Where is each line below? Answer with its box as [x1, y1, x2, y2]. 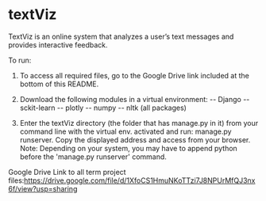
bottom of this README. [19, 79, 99, 89]
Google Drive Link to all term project [8, 167, 126, 176]
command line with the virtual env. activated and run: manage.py [19, 127, 232, 136]
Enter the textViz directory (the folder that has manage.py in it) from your [19, 118, 259, 127]
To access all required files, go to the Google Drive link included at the [19, 70, 250, 80]
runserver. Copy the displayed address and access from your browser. [19, 135, 251, 144]
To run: [8, 55, 32, 65]
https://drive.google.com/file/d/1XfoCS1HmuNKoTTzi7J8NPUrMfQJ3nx [23, 176, 256, 185]
